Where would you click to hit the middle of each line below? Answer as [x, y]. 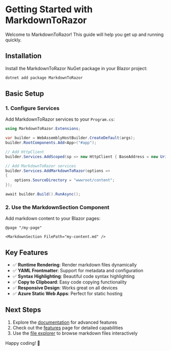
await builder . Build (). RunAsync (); [43, 194]
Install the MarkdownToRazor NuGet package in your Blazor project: [76, 68]
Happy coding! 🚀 [23, 343]
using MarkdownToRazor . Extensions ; [43, 129]
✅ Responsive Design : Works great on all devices [65, 288]
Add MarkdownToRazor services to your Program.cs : [60, 119]
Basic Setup [25, 94]
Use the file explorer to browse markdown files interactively [75, 333]
